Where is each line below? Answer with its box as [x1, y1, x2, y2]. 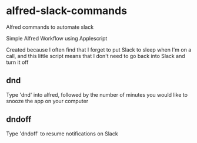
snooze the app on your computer [6, 97, 89, 104]
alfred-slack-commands [6, 4, 128, 18]
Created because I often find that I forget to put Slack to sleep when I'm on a [6, 46, 192, 53]
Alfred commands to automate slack [6, 23, 94, 30]
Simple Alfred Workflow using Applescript [6, 35, 108, 42]
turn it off [6, 59, 29, 66]
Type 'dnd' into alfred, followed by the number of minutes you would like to [6, 91, 188, 98]
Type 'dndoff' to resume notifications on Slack [6, 130, 119, 137]
